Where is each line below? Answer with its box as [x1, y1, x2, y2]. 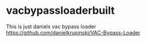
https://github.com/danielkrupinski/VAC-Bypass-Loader [6, 29, 141, 36]
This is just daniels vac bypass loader [6, 23, 96, 30]
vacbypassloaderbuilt [6, 4, 115, 17]
